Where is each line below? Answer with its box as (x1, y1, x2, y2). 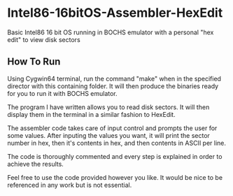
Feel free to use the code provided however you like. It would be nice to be (7, 173, 223, 181)
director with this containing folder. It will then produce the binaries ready (7, 82, 219, 90)
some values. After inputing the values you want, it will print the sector (7, 131, 210, 139)
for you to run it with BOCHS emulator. (7, 89, 118, 97)
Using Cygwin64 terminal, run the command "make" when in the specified (7, 74, 222, 83)
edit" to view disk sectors (7, 35, 80, 43)
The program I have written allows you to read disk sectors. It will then (7, 103, 210, 111)
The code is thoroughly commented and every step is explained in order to (7, 152, 223, 160)
